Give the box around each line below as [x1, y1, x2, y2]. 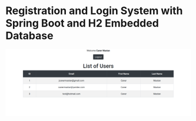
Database [5, 29, 54, 42]
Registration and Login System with [5, 4, 183, 18]
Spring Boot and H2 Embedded [5, 16, 160, 30]
